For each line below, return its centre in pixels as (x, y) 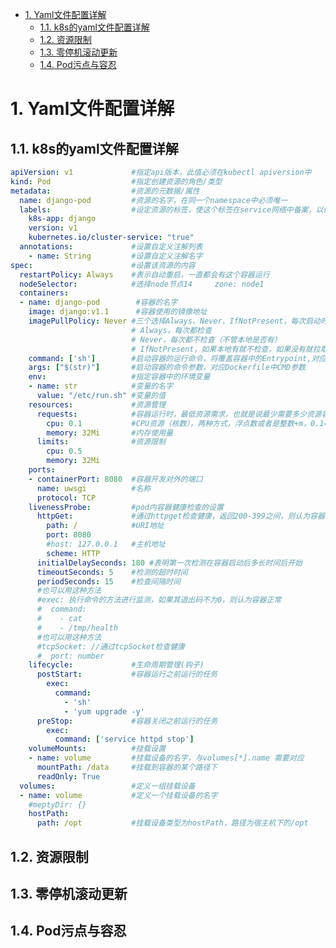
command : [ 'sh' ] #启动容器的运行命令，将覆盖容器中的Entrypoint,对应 (177, 358)
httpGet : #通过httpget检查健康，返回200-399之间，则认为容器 (180, 516)
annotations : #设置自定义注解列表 (111, 247)
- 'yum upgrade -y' (104, 711)
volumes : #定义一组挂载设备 (107, 786)
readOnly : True (68, 776)
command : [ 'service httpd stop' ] (124, 739)
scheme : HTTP (73, 553)
